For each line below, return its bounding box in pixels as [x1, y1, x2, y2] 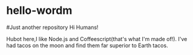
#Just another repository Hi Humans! [6, 24, 99, 31]
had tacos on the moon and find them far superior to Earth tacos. [6, 42, 168, 49]
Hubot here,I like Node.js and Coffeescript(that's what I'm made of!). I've [6, 35, 188, 42]
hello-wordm [6, 4, 73, 18]
